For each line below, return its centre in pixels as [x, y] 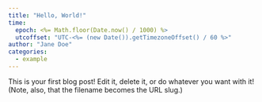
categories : [28, 52]
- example [31, 60]
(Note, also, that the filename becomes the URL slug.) [96, 89]
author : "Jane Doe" [40, 45]
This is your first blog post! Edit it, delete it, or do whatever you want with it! [131, 81]
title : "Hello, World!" [47, 15]
